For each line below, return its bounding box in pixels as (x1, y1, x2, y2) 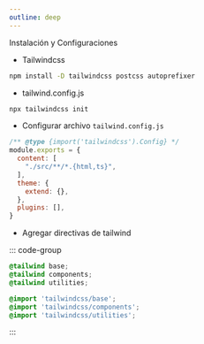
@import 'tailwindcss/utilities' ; (9, 310, 137, 319)
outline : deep (9, 12, 62, 22)
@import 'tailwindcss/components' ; (9, 302, 140, 311)
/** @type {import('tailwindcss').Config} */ (9, 138, 179, 147)
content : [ (17, 154, 57, 164)
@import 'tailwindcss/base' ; (9, 294, 117, 303)
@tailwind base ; (9, 262, 69, 271)
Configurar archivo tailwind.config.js (21, 120, 164, 131)
